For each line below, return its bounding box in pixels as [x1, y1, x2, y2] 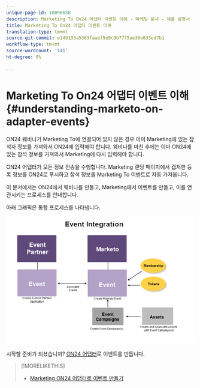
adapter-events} [6, 115, 90, 129]
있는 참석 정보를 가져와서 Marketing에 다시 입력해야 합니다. [6, 150, 145, 157]
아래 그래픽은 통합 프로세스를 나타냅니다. [6, 204, 101, 211]
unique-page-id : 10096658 [6, 10, 71, 16]
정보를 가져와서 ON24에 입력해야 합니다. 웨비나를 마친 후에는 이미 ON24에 [17, 143, 192, 150]
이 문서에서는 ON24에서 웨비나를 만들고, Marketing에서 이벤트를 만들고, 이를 [6, 183, 186, 190]
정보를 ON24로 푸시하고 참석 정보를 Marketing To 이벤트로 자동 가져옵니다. [12, 171, 189, 178]
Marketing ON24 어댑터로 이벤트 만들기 [29, 374, 124, 381]
